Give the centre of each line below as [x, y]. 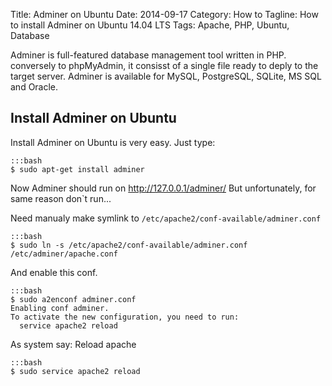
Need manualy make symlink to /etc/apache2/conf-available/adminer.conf [166, 218]
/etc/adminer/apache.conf [64, 254]
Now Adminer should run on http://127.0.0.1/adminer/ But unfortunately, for [163, 188]
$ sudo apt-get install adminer [77, 169]
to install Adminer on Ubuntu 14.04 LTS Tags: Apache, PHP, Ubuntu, [150, 25]
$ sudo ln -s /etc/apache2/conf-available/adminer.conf [129, 245]
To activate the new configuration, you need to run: [125, 317]
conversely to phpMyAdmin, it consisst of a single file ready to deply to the [164, 65]
